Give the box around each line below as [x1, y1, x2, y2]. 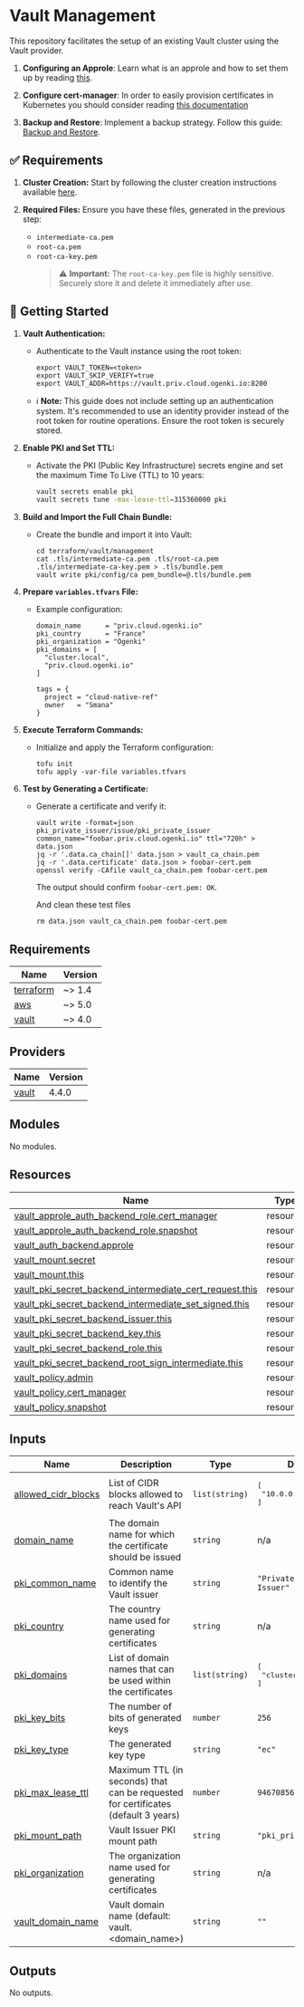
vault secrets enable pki [35, 486, 134, 496]
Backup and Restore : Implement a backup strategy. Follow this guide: [22, 117, 283, 128]
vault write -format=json [35, 819, 134, 828]
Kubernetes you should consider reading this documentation [22, 99, 249, 110]
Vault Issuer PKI [108, 1824, 176, 1837]
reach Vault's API [108, 1499, 182, 1512]
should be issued [108, 1551, 182, 1563]
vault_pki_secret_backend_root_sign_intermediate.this [14, 1356, 243, 1368]
